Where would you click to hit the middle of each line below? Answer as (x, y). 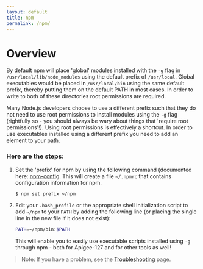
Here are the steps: (35, 156)
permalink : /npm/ (28, 23)
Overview (31, 53)
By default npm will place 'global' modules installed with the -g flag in (94, 70)
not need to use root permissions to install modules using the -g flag (92, 115)
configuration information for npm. (59, 182)
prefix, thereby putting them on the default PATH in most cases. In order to (100, 90)
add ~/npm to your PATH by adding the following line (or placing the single (106, 212)
